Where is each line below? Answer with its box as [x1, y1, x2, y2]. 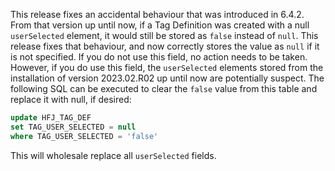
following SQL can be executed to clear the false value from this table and [10, 83, 318, 94]
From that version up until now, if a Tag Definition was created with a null [10, 19, 310, 31]
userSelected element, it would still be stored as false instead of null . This [10, 30, 319, 41]
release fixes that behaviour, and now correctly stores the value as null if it [10, 40, 320, 52]
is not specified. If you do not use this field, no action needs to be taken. [10, 51, 308, 63]
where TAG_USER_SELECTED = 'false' [10, 131, 159, 141]
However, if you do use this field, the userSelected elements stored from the [10, 62, 324, 73]
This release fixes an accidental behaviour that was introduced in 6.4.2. [10, 9, 305, 20]
